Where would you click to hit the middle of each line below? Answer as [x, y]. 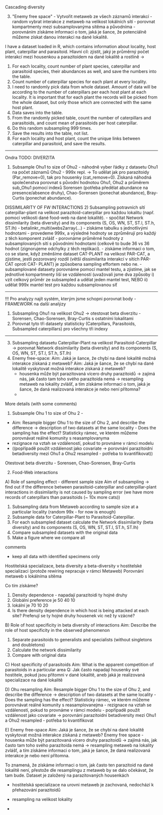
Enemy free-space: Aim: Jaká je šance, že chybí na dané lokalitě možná [84, 358]
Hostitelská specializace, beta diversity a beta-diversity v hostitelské [73, 566]
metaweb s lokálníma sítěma [33, 576]
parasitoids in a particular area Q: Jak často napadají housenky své [72, 670]
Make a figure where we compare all [49, 538]
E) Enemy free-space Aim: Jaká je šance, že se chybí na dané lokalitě [74, 730]
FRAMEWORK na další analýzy [36, 304]
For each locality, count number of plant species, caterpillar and [76, 66]
